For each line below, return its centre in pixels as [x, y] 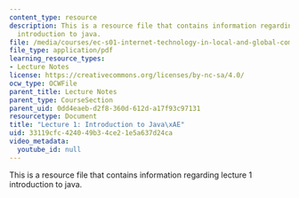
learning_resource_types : [57, 59]
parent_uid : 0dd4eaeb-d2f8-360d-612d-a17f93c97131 [105, 108]
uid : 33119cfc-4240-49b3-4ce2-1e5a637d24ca [91, 133]
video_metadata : [39, 141]
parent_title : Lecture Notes [63, 91]
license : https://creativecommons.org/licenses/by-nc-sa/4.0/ [127, 75]
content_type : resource [53, 17]
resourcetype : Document [53, 116]
